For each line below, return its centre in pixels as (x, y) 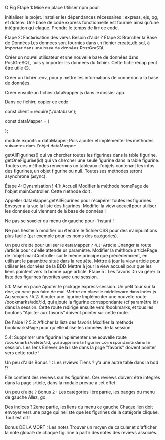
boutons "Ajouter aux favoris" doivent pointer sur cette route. (67, 313)
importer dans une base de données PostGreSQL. (56, 48)
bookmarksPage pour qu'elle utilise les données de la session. (68, 327)
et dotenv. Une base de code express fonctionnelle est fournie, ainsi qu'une (82, 23)
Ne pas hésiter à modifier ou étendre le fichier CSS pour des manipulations (81, 230)
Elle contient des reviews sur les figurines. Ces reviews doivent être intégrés (82, 377)
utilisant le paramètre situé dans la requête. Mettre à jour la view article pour (82, 261)
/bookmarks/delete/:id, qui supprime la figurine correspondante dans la (78, 342)
